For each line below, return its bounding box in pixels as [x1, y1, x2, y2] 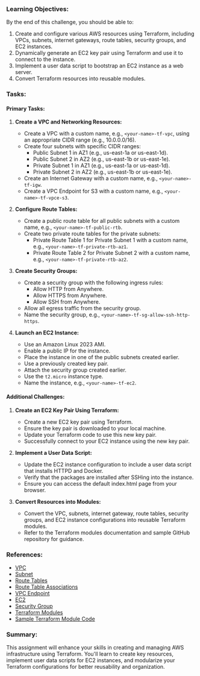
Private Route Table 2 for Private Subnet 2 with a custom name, [33, 249, 191, 257]
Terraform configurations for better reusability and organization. [6, 663, 165, 671]
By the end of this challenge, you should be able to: [6, 19, 134, 26]
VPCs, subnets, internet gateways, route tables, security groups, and [14, 37, 186, 44]
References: [6, 550, 43, 559]
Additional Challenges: [6, 393, 65, 401]
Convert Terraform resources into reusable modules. [14, 75, 146, 83]
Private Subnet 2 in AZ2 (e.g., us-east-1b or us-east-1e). [33, 168, 173, 176]
